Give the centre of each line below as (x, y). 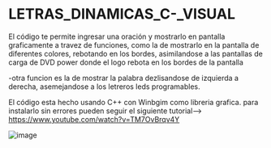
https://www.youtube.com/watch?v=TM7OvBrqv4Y (94, 119)
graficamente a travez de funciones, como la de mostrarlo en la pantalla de (134, 44)
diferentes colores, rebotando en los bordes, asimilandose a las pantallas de (136, 53)
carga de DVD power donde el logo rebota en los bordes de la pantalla (126, 62)
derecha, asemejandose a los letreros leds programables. (104, 87)
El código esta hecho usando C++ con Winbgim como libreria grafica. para (133, 102)
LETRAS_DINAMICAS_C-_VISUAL (122, 14)
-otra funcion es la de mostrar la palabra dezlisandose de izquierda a (124, 78)
